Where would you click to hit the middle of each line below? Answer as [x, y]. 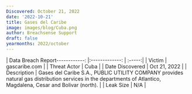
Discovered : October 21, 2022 [43, 11]
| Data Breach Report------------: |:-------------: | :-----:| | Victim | [86, 60]
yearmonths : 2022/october [37, 44]
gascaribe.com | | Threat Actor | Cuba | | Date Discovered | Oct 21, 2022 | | [97, 66]
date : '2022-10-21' [30, 17]
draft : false [22, 38]
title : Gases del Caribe [36, 22]
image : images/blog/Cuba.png [42, 28]
